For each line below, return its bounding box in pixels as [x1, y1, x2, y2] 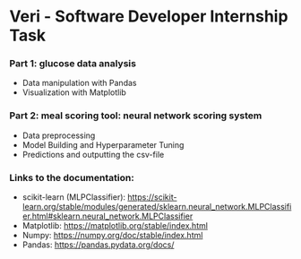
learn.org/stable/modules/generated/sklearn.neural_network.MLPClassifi [21, 202, 292, 212]
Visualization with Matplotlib [21, 87, 127, 98]
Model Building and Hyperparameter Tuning [21, 139, 185, 150]
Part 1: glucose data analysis [9, 57, 137, 70]
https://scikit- [127, 192, 177, 203]
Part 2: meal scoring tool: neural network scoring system [9, 109, 262, 122]
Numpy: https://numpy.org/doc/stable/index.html [21, 230, 203, 241]
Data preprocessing [21, 130, 96, 141]
